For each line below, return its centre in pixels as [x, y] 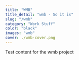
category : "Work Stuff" [30, 24]
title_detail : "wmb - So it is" [39, 14]
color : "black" [21, 28]
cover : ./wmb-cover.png [30, 38]
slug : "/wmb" [19, 19]
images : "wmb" [20, 33]
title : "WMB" [19, 10]
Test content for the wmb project [39, 52]
